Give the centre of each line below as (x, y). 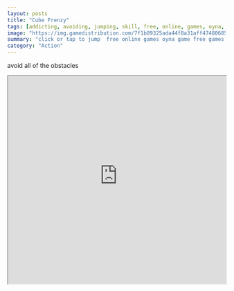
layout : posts (28, 14)
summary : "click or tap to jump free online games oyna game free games (116, 39)
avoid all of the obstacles (43, 65)
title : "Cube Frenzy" (38, 20)
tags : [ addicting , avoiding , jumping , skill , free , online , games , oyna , (116, 26)
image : (17, 33)
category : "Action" (35, 46)
